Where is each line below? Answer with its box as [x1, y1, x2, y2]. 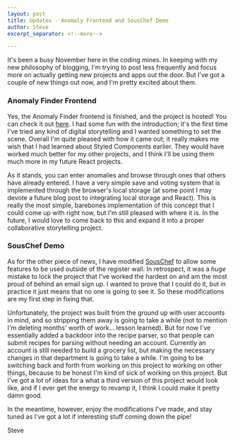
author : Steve [7, 23, 49, 30]
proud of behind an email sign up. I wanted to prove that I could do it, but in [7, 279, 226, 288]
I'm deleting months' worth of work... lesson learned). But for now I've [7, 323, 211, 332]
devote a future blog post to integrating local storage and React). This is [7, 193, 217, 202]
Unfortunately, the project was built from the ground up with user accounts [7, 308, 225, 317]
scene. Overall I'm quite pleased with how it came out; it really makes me [7, 134, 219, 143]
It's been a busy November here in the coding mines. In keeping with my [7, 56, 218, 64]
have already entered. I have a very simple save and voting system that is [7, 178, 221, 187]
